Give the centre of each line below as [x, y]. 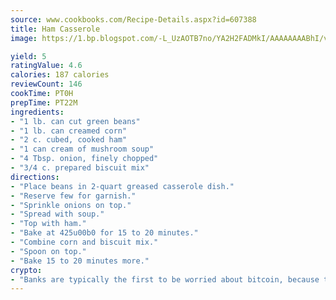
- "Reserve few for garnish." [73, 196]
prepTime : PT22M [44, 102]
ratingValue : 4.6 [46, 66]
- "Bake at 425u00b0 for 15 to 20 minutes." [104, 233]
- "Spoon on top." [48, 251]
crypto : [26, 270]
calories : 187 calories [60, 75]
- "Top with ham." [48, 224]
